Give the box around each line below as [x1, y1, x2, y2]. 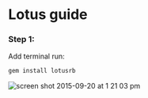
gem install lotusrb [8, 67, 77, 75]
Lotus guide [8, 6, 89, 24]
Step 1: [8, 34, 35, 45]
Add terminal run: [8, 51, 65, 61]
